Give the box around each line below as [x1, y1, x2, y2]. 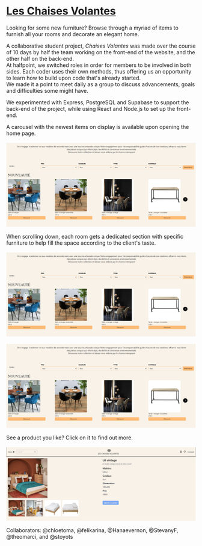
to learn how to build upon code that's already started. [6, 74, 141, 81]
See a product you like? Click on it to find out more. [6, 434, 133, 441]
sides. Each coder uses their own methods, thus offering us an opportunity [6, 67, 192, 75]
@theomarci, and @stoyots [6, 533, 73, 541]
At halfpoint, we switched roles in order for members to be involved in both [6, 61, 192, 69]
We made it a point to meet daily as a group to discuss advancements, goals [6, 80, 195, 88]
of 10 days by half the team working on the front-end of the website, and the [6, 48, 195, 55]
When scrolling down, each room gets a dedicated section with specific [6, 233, 184, 240]
